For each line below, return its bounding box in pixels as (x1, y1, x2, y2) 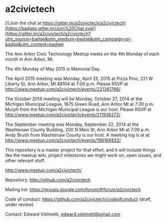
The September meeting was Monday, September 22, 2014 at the (5, 121, 139, 127)
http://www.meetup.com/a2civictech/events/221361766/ (5, 86, 121, 92)
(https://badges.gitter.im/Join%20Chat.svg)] (5, 25, 96, 31)
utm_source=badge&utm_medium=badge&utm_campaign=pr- (5, 36, 132, 42)
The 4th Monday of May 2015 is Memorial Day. (5, 66, 101, 72)
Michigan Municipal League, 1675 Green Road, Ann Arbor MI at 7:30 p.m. (5, 101, 155, 107)
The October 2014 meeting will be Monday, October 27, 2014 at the (5, 96, 143, 102)
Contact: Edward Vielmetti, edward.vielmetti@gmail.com (5, 211, 121, 217)
